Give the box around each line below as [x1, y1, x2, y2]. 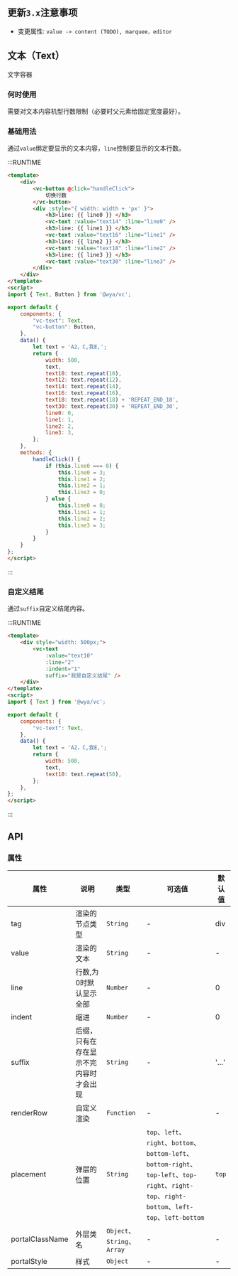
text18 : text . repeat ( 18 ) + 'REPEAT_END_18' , [45, 397, 179, 404]
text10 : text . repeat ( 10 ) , [45, 370, 122, 377]
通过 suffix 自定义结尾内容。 [7, 604, 89, 613]
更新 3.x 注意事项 [7, 6, 78, 19]
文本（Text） [7, 50, 65, 62]
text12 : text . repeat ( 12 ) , [45, 376, 122, 384]
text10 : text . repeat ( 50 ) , [45, 771, 122, 778]
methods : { [20, 449, 52, 456]
